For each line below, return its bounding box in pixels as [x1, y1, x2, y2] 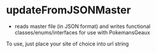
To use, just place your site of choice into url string [6, 40, 130, 47]
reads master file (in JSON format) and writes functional [14, 23, 151, 30]
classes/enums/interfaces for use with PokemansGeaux [14, 29, 150, 36]
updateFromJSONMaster [6, 3, 131, 17]
